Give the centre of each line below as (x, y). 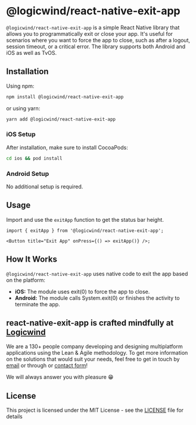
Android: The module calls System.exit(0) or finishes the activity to (97, 298)
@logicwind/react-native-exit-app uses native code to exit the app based (97, 274)
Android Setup (28, 173)
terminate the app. (38, 304)
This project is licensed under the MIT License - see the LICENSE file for (95, 410)
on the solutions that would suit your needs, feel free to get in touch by (93, 359)
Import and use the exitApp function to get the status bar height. (85, 219)
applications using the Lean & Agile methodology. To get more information (97, 353)
